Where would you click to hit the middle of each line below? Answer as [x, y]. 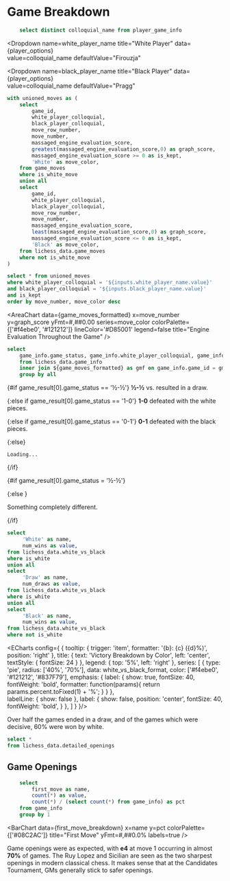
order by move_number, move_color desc [64, 301]
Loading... [23, 455]
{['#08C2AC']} [28, 835]
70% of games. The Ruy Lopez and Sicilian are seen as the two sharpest [110, 855]
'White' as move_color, [65, 162]
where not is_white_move [55, 258]
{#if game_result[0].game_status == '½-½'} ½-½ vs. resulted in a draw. [108, 388]
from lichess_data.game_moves [63, 251]
